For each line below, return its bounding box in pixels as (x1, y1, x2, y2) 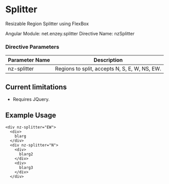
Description (93, 56, 123, 64)
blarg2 (18, 151, 33, 157)
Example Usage (5, 111, 57, 120)
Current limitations (5, 83, 67, 91)
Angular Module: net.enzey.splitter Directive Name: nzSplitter (5, 30, 135, 36)
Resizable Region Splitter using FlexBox (5, 21, 89, 27)
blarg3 (18, 165, 33, 170)
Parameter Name (8, 56, 50, 64)
